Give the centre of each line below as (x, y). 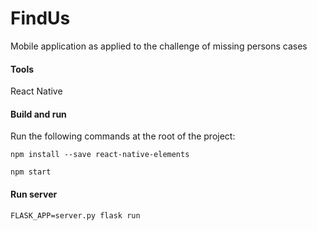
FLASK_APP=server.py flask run (75, 215)
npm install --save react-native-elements (100, 155)
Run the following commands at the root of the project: (123, 136)
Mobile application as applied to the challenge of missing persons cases (159, 46)
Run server (34, 194)
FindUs (40, 18)
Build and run (38, 114)
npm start (31, 172)
